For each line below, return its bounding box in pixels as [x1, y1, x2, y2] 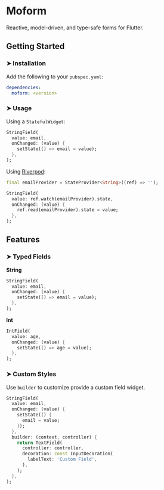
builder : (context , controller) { [11, 434, 97, 440]
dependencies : [6, 84, 42, 90]
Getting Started [6, 41, 65, 51]
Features [6, 235, 40, 245]
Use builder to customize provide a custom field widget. [6, 384, 146, 391]
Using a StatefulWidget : [6, 118, 66, 125]
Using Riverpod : [6, 168, 46, 175]
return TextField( [17, 440, 63, 446]
